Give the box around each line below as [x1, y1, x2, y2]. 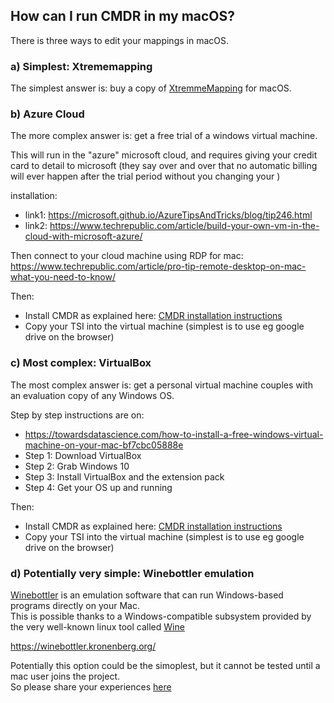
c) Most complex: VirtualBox [10, 356, 152, 370]
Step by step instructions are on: [10, 409, 145, 421]
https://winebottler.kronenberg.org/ [10, 640, 157, 652]
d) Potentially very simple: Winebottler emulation [10, 566, 255, 580]
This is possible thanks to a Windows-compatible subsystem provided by [10, 610, 312, 622]
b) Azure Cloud [10, 107, 85, 121]
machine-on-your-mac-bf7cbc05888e [24, 439, 184, 451]
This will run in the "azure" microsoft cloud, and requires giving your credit [10, 149, 318, 161]
